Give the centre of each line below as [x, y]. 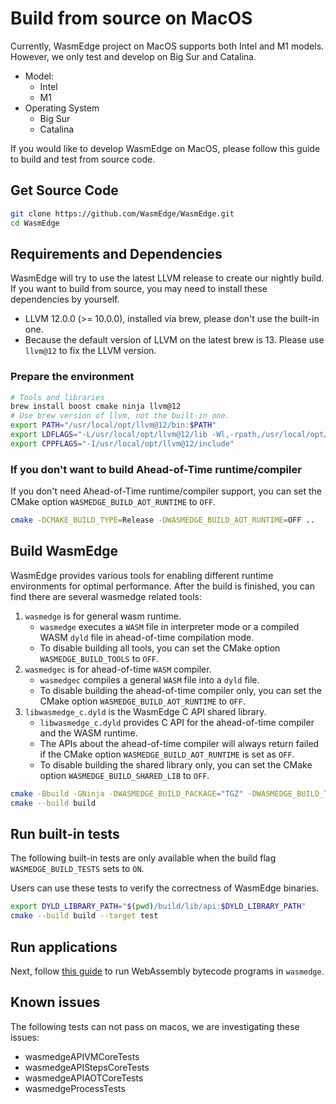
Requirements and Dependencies [116, 253]
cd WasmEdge [35, 223]
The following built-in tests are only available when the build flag [143, 858]
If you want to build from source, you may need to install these [139, 289]
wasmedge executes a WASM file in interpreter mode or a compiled [169, 626]
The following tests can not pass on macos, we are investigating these [155, 1026]
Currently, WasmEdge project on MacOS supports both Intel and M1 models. [167, 46]
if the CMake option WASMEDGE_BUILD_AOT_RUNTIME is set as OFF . [167, 754]
